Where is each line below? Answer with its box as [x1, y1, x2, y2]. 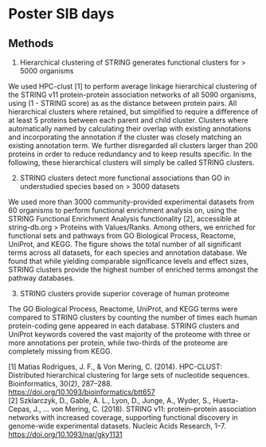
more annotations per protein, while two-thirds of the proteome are [8, 338, 229, 347]
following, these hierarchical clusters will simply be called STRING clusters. [8, 158, 255, 167]
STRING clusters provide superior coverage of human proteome [19, 288, 229, 298]
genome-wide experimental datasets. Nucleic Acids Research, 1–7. [8, 422, 227, 430]
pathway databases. [8, 273, 75, 283]
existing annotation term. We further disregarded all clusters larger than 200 [8, 141, 259, 150]
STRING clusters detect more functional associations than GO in [19, 173, 230, 182]
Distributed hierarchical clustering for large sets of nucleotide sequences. [8, 371, 250, 379]
